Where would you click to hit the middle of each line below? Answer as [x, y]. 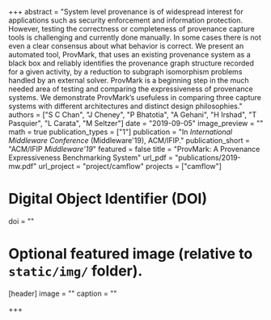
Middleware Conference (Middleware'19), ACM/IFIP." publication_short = [129, 140]
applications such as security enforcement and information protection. [126, 20]
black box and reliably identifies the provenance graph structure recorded [131, 63]
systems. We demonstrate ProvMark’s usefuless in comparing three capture [135, 97]
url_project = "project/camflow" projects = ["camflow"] [130, 166]
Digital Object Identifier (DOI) [108, 199]
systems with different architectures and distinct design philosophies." [125, 106]
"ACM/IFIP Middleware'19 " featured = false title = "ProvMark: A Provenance [134, 149]
